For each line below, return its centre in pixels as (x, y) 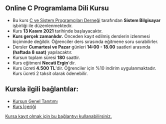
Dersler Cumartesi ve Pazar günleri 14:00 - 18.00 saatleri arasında (81, 46)
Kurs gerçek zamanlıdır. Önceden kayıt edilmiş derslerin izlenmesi (81, 36)
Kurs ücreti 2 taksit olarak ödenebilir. (50, 73)
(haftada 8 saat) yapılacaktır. (42, 52)
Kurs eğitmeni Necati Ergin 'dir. (44, 62)
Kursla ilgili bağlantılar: (42, 89)
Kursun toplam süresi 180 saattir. (46, 57)
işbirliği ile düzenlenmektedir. (42, 25)
